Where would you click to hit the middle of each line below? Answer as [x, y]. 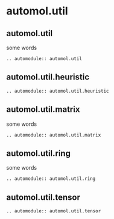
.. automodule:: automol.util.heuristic [58, 91]
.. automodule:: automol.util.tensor [54, 211]
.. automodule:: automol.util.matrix [54, 135]
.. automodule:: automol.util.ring [51, 179]
